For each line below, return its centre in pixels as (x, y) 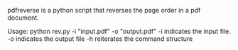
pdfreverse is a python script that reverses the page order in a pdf (104, 10)
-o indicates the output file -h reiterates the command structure (100, 39)
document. (23, 18)
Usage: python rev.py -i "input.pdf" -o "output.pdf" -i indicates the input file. (119, 31)
